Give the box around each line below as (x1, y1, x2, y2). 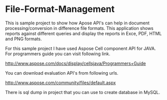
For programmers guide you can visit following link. (5, 51, 111, 57)
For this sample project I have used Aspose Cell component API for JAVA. (5, 45, 156, 51)
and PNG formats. (5, 36, 42, 42)
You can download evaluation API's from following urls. (5, 70, 119, 76)
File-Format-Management (5, 3, 115, 15)
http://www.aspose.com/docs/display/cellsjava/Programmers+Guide (5, 60, 146, 66)
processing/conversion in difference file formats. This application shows (5, 25, 154, 31)
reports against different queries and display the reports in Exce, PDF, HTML (5, 30, 162, 36)
